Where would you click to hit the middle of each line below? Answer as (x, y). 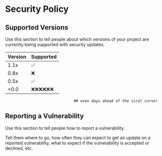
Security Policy (37, 9)
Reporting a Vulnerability (44, 116)
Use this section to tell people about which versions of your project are (77, 39)
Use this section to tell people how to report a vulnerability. (65, 128)
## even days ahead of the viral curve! (116, 101)
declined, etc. (19, 148)
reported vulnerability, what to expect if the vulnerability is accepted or (77, 143)
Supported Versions (37, 27)
